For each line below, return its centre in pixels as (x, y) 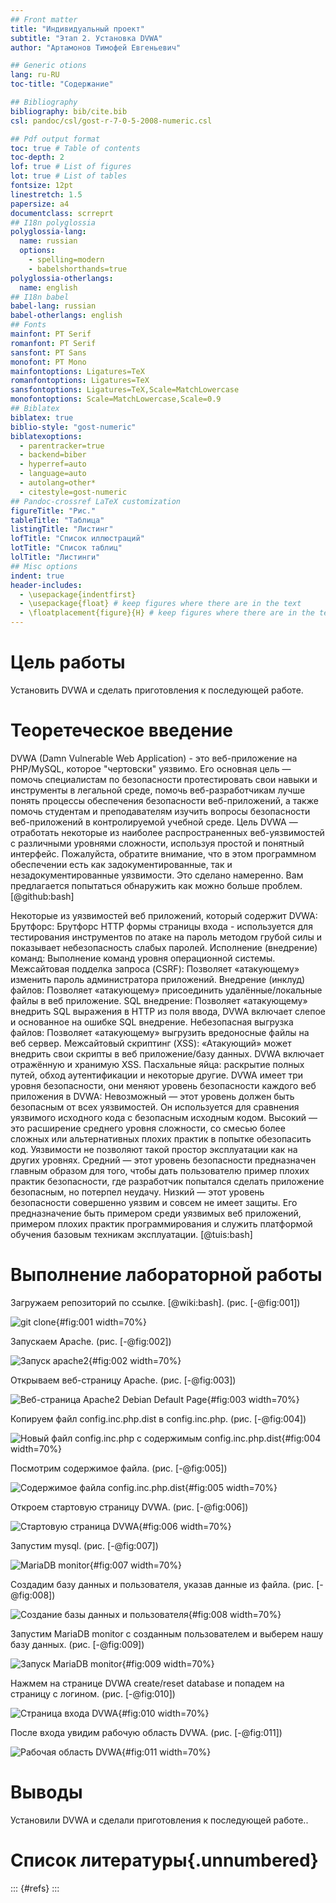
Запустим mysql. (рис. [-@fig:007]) (84, 1545)
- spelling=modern (66, 260)
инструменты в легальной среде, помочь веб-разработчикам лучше (158, 790)
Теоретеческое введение (121, 730)
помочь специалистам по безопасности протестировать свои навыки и (164, 779)
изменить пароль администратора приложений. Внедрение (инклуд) (158, 979)
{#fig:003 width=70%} (253, 1399)
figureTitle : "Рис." (53, 511)
